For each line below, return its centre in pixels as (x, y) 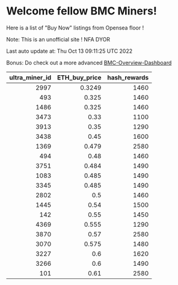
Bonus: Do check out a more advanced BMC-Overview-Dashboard (89, 63)
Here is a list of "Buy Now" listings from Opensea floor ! (75, 28)
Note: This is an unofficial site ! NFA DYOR (58, 39)
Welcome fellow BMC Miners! (82, 11)
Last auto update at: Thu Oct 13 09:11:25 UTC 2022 (69, 51)
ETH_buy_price (79, 78)
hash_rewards (128, 78)
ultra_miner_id (30, 78)
